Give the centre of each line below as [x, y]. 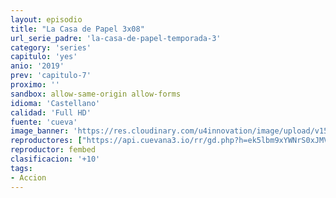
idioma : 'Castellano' [55, 103]
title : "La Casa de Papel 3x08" [77, 29]
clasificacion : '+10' [55, 159]
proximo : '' [35, 85]
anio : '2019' [37, 66]
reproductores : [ [46, 141]
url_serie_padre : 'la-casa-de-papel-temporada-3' [116, 38]
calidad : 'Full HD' [51, 112]
